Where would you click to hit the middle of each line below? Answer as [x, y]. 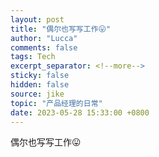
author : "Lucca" [44, 38]
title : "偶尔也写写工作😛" [61, 29]
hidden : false [40, 85]
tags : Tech [33, 57]
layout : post [37, 19]
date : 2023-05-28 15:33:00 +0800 [80, 112]
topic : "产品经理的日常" [56, 103]
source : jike [37, 94]
